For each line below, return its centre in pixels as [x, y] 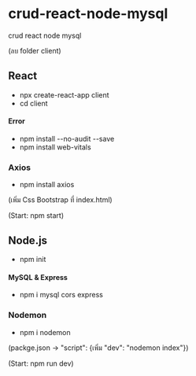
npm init [33, 260]
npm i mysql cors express [61, 295]
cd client [34, 103]
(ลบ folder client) [35, 50]
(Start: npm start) [36, 216]
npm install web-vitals [55, 147]
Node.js [28, 240]
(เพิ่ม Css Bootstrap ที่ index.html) [60, 200]
